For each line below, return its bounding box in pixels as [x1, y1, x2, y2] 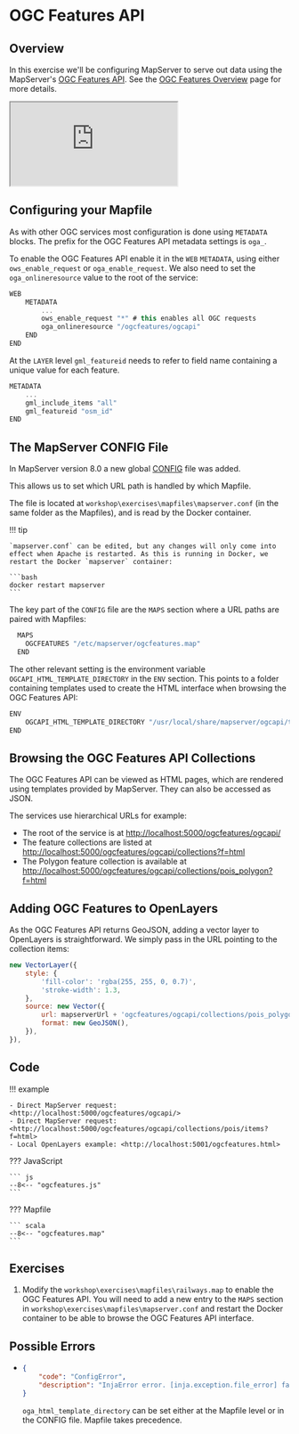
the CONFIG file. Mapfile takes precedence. [21, 1414, 182, 1425]
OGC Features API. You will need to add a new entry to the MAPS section [21, 1294, 284, 1305]
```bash [9, 573, 38, 582]
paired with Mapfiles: [9, 614, 86, 625]
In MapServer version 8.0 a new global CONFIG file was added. [9, 463, 241, 474]
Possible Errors [9, 1339, 96, 1354]
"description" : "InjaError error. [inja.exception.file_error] [38, 1381, 279, 1389]
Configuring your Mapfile [9, 202, 153, 218]
